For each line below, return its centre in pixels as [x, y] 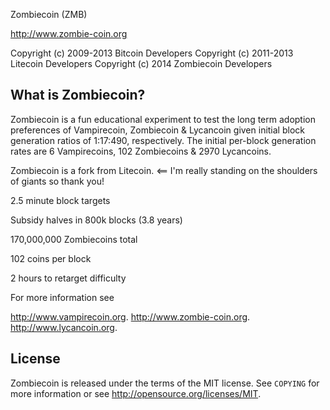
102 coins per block [51, 258]
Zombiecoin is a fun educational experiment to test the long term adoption [163, 119]
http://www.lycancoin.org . [64, 327]
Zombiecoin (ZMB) [49, 14]
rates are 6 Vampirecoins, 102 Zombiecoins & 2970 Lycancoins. [141, 151]
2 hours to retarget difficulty [68, 278]
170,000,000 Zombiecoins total [74, 239]
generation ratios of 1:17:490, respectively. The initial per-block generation [163, 140]
